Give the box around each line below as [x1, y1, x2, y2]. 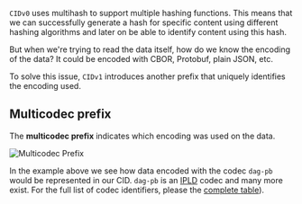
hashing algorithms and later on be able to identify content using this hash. [9, 27, 287, 37]
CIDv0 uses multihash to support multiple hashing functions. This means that [9, 8, 293, 18]
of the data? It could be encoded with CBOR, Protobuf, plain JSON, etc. [9, 54, 273, 64]
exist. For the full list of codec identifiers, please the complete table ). [9, 184, 264, 195]
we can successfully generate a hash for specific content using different [9, 17, 279, 28]
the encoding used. [9, 81, 81, 91]
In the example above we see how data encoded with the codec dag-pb [9, 165, 273, 176]
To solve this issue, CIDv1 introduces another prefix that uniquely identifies [9, 71, 286, 82]
